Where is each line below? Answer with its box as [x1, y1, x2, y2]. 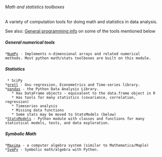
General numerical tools [5, 39, 55, 45]
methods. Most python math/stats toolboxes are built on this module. [5, 56, 151, 61]
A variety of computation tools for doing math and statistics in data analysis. [5, 19, 158, 25]
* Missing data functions [11, 108, 64, 113]
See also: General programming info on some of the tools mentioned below [5, 28, 156, 34]
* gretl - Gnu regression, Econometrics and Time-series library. [5, 82, 140, 87]
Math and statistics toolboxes [5, 4, 65, 10]
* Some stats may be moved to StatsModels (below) [11, 112, 117, 117]
